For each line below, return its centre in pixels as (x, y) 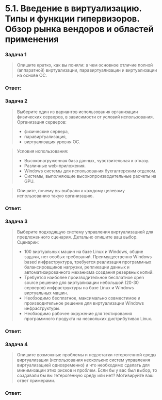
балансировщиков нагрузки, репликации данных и (77, 267)
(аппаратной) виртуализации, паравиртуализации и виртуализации (87, 70)
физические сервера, (47, 131)
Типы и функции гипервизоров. (72, 19)
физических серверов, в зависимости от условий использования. (85, 117)
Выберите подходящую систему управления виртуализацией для (85, 232)
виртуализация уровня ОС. (52, 142)
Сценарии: (28, 242)
